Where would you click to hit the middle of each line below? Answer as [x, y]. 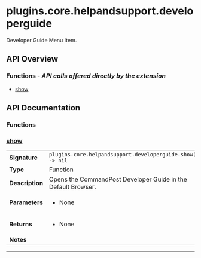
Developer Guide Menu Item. [42, 40]
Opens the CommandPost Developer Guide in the [118, 179]
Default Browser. [72, 187]
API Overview [32, 59]
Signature [23, 158]
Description [26, 183]
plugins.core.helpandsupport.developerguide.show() [124, 155]
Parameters [26, 202]
